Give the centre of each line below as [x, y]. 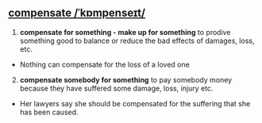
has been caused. [49, 112]
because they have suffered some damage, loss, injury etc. [116, 88]
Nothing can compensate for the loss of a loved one [105, 64]
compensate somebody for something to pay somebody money [126, 79]
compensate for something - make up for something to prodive [125, 32]
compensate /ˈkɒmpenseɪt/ [77, 13]
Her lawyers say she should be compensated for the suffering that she [135, 103]
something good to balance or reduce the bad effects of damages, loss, [137, 40]
